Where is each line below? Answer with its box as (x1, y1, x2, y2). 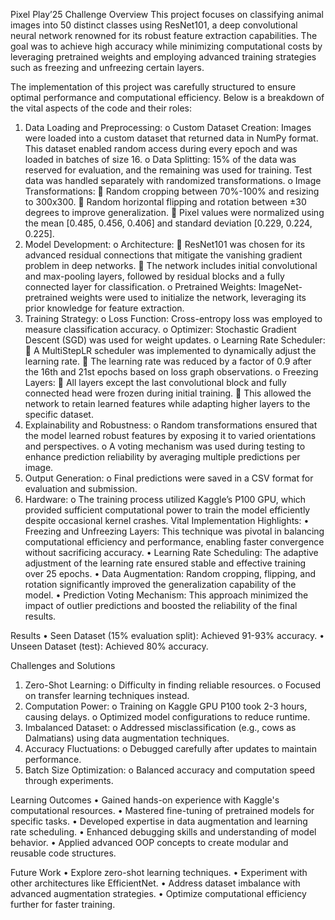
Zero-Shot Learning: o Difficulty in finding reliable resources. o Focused (24, 679, 322, 691)
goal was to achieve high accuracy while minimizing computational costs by (10, 40, 323, 52)
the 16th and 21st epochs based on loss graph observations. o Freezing (24, 366, 319, 378)
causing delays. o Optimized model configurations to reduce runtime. (24, 711, 311, 723)
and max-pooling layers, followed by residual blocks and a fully (24, 270, 285, 282)
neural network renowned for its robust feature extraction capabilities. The (10, 30, 318, 41)
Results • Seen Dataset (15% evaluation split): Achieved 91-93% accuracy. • (10, 630, 325, 641)
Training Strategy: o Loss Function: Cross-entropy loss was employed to (24, 313, 323, 324)
